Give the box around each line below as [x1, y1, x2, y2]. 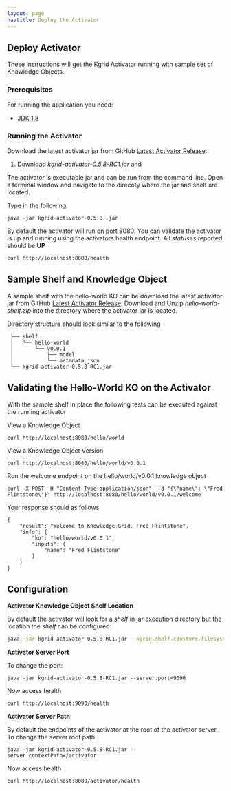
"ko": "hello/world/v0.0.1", [32, 535, 115, 542]
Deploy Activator [7, 42, 81, 54]
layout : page [7, 10, 45, 17]
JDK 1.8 [16, 114, 39, 122]
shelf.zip [7, 306, 32, 314]
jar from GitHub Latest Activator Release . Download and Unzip [7, 299, 184, 307]
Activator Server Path [7, 712, 71, 721]
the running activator [7, 407, 67, 415]
